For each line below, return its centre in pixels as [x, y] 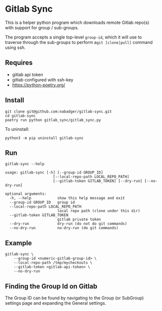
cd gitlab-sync [20, 116]
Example [18, 243]
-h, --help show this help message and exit [67, 198]
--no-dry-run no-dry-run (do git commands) [64, 228]
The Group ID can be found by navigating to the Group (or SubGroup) [74, 298]
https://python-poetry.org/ [39, 85]
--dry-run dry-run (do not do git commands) [68, 224]
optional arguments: [26, 194]
